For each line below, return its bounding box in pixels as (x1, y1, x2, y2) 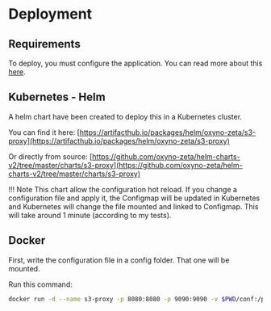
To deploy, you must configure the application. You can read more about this (8, 58, 263, 68)
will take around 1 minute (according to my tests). (8, 210, 172, 220)
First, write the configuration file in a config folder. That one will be (8, 255, 230, 265)
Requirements (8, 37, 81, 51)
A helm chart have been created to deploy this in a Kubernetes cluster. (8, 111, 243, 121)
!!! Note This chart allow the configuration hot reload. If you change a (8, 184, 238, 194)
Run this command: (8, 279, 73, 289)
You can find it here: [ (8, 127, 81, 137)
